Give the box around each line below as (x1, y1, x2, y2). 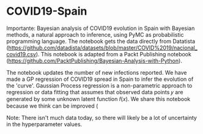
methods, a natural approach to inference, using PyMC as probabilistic (6, 31, 184, 38)
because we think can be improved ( (6, 102, 98, 110)
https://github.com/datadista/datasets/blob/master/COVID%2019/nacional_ (8, 44, 197, 51)
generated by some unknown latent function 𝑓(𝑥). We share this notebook (6, 95, 191, 102)
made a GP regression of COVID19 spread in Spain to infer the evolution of (6, 75, 194, 83)
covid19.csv (6, 50, 37, 58)
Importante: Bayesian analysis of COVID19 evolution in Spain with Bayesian (6, 24, 195, 32)
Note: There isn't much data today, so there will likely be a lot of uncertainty (6, 114, 197, 121)
